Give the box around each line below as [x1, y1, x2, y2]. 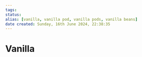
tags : [5, 7, 17, 13]
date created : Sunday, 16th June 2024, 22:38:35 [5, 21, 110, 27]
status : [5, 12, 22, 17]
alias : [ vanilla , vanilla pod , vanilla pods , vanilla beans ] [5, 17, 138, 22]
